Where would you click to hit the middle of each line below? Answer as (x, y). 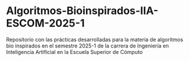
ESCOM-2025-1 (45, 23)
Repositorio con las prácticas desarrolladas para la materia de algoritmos (95, 39)
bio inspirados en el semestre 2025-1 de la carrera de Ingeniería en (87, 46)
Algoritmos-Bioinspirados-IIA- (82, 11)
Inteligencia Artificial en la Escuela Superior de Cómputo (74, 52)
